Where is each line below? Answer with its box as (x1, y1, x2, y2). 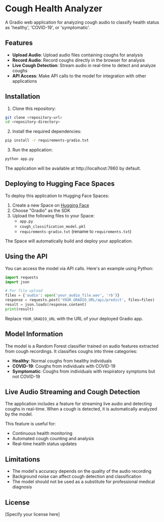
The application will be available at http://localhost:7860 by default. (5, 166, 141, 172)
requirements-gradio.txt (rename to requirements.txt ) (19, 228, 132, 234)
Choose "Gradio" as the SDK (12, 208, 70, 213)
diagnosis (12, 484, 32, 490)
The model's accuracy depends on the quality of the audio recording (12, 468, 152, 474)
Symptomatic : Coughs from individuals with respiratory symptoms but (12, 368, 156, 374)
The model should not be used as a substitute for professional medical (12, 479, 155, 485)
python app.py (5, 156, 34, 162)
